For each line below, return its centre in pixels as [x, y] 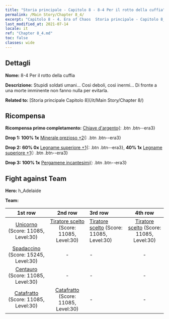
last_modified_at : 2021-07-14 [37, 24]
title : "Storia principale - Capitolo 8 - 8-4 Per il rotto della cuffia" [85, 10]
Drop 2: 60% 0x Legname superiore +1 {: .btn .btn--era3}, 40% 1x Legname [84, 148]
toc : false [17, 38]
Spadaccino [26, 248]
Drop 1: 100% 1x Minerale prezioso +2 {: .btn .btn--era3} [63, 138]
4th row [145, 213]
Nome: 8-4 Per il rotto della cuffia [40, 75]
